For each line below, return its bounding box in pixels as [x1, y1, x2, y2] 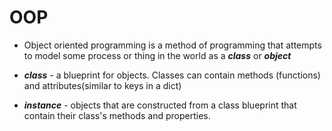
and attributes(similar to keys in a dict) [23, 79, 182, 91]
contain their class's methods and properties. [23, 109, 211, 121]
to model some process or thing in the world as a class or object [23, 49, 292, 61]
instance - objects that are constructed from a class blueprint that [23, 99, 297, 111]
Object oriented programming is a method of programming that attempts [23, 39, 322, 51]
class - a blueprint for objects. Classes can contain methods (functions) [23, 69, 321, 81]
